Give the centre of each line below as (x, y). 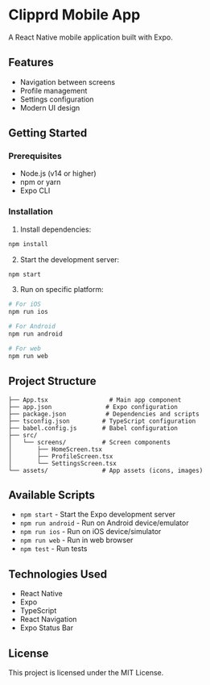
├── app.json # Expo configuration (93, 407)
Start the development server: (70, 259)
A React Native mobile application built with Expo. (91, 37)
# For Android (32, 327)
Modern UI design (50, 107)
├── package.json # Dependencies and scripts (104, 414)
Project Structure (52, 381)
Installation (31, 211)
